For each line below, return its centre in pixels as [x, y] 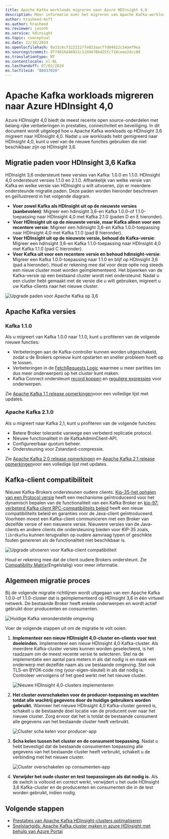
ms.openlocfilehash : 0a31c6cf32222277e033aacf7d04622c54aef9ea [73, 47]
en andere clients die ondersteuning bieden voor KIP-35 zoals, [84, 529]
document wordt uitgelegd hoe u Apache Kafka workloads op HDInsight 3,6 [84, 131]
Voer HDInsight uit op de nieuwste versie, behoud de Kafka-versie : [84, 238]
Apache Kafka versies [41, 312]
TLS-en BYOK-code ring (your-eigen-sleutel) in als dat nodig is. [78, 670]
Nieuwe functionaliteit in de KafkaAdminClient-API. [65, 438]
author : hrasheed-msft [29, 19]
